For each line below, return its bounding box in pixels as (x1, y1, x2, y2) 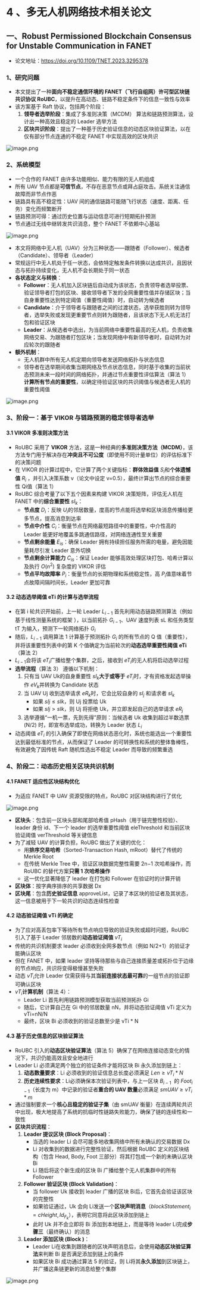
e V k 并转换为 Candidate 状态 (30, 681, 99, 689)
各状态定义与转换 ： (14, 274, 62, 281)
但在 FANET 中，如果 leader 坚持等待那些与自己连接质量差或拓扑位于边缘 (14, 957, 194, 964)
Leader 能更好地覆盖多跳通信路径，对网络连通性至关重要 (23, 530, 162, 538)
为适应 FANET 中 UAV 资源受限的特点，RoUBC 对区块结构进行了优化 (14, 792, 182, 799)
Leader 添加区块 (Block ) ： (23, 1235, 90, 1242)
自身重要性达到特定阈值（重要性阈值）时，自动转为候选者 (23, 296, 165, 304)
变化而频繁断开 (25, 205, 62, 212)
